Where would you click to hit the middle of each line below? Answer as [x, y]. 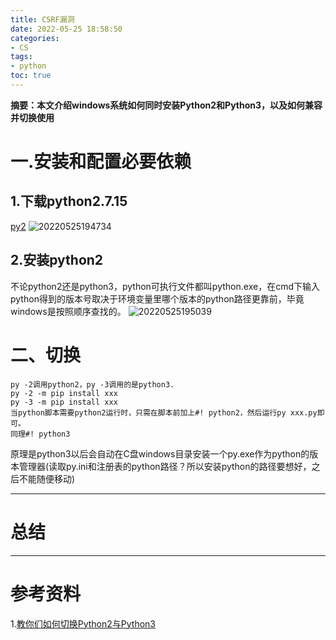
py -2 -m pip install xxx [64, 393]
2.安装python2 [57, 260]
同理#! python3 [40, 434]
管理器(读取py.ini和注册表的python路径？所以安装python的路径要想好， [165, 466]
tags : [21, 57]
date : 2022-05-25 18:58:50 [66, 29]
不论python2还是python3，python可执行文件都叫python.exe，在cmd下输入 [165, 286]
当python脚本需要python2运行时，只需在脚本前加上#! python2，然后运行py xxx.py [164, 412]
